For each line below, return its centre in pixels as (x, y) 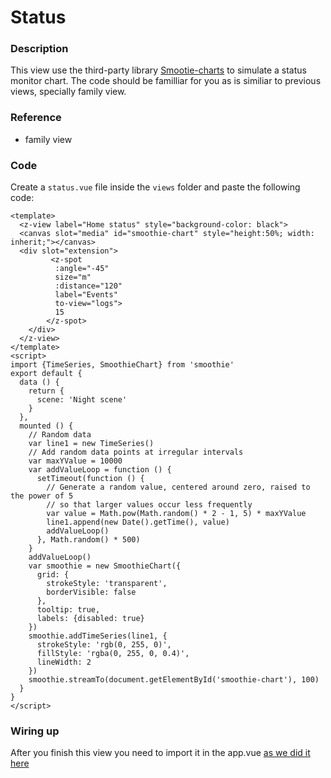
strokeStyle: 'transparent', (107, 584)
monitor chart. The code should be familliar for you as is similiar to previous (166, 81)
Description (39, 49)
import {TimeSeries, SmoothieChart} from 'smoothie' (122, 365)
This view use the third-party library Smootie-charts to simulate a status (158, 70)
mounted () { (46, 426)
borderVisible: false (91, 592)
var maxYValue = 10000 (75, 461)
